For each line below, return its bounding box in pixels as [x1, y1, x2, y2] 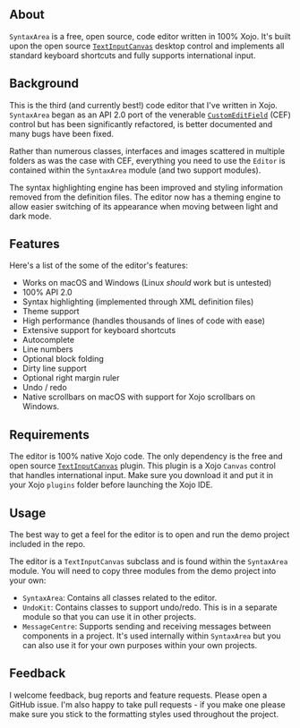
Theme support [21, 306, 80, 317]
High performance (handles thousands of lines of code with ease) [21, 315, 266, 326]
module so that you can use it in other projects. [21, 612, 197, 622]
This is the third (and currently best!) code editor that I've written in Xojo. [9, 99, 278, 110]
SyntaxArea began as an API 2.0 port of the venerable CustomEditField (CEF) [9, 109, 291, 120]
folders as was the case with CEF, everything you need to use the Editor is [9, 155, 286, 166]
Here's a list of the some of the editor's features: [9, 260, 188, 271]
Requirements [9, 427, 90, 442]
